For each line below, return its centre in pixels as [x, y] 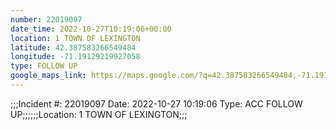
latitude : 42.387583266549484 [73, 47]
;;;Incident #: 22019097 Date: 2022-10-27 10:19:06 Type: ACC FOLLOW [156, 103]
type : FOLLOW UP [44, 66]
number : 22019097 [46, 19]
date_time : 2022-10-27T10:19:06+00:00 [91, 29]
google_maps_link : [48, 76]
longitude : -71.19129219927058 [75, 57]
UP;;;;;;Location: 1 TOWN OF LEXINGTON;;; [99, 114]
